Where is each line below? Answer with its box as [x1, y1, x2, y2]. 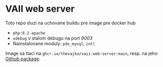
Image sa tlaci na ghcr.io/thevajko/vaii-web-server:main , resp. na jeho [5, 50, 158, 56]
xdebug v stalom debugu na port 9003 [12, 35, 93, 41]
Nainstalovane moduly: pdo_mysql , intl [12, 40, 96, 46]
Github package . [5, 55, 41, 61]
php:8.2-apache [12, 30, 46, 36]
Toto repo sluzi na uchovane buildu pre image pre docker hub [5, 20, 136, 26]
